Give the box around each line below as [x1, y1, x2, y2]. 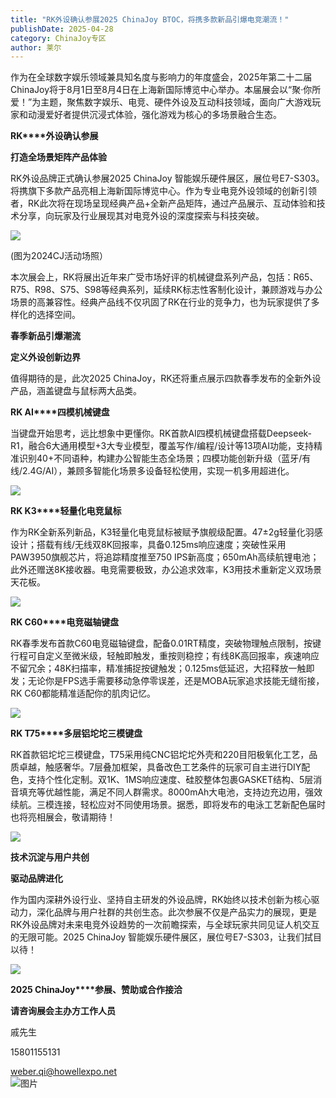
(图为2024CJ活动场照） [10, 250, 109, 262]
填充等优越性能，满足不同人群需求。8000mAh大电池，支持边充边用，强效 [18, 786, 323, 798]
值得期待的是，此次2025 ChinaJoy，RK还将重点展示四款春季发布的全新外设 [10, 372, 322, 385]
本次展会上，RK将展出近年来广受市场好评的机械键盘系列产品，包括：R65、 [10, 271, 319, 283]
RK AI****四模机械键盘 [10, 406, 110, 418]
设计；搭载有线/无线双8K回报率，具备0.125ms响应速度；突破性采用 [10, 539, 287, 551]
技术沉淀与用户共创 [10, 851, 90, 863]
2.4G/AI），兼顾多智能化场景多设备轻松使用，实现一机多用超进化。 [22, 465, 295, 477]
